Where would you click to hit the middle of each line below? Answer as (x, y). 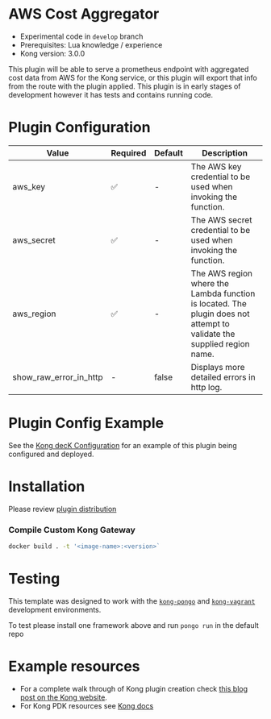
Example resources (74, 667)
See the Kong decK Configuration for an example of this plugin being (123, 445)
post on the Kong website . (63, 697)
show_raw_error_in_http (58, 377)
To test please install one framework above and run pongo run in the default (134, 625)
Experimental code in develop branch (81, 36)
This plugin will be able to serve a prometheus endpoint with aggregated (129, 69)
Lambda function (223, 293)
